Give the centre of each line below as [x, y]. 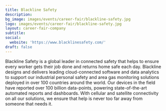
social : [13, 38]
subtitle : [15, 33]
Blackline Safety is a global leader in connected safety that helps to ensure [82, 61]
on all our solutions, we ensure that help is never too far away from [74, 98]
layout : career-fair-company [35, 28]
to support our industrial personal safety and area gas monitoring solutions [82, 77]
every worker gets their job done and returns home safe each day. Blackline [83, 66]
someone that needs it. [29, 103]
